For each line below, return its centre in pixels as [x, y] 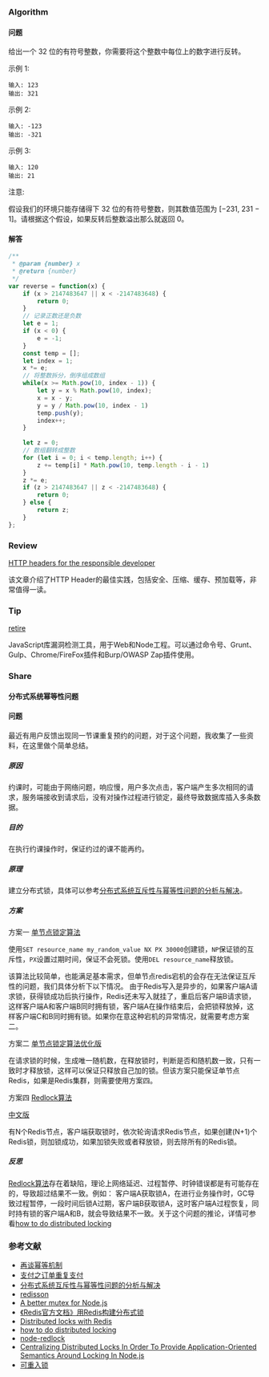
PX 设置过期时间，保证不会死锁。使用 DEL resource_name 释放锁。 [134, 959]
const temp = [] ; [52, 353]
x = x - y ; [55, 398]
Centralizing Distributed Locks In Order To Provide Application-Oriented [139, 1347]
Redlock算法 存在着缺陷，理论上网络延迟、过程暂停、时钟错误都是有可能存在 [134, 1183]
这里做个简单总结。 [61, 745]
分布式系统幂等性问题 [43, 696]
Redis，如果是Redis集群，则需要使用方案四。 [83, 1080]
